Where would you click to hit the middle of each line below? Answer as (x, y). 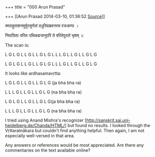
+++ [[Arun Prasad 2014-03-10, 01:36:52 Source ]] (55, 16)
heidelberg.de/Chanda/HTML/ (35, 125)
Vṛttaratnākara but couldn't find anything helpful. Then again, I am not (75, 131)
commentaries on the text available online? (48, 150)
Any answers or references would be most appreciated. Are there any (75, 145)
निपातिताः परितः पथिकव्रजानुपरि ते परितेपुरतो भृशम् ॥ (44, 35)
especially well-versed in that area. (40, 136)
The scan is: (17, 45)
